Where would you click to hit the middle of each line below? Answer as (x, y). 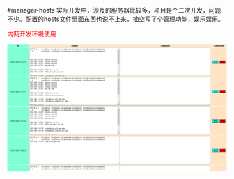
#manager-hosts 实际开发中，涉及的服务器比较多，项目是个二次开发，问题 (114, 10)
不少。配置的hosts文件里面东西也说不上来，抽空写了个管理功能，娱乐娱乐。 (116, 19)
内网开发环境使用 (32, 34)
